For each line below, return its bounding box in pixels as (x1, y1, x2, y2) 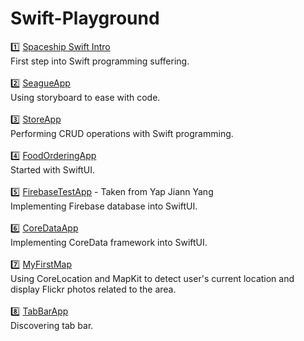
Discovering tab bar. (10, 319, 94, 331)
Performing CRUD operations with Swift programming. (10, 127, 234, 139)
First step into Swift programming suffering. (10, 55, 190, 67)
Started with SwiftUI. (10, 163, 96, 176)
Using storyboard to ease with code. (10, 91, 161, 103)
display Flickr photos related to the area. (10, 283, 177, 295)
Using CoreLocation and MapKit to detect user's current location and (10, 272, 295, 284)
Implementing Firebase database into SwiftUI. (10, 200, 198, 212)
